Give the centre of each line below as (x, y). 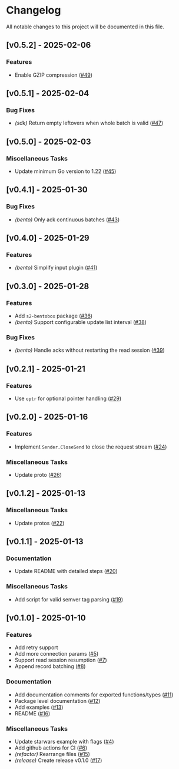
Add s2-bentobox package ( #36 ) (54, 316)
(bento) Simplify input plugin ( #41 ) (56, 268)
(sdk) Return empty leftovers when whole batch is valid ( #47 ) (89, 123)
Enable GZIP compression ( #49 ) (54, 75)
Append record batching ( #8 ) (50, 666)
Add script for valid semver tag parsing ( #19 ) (69, 599)
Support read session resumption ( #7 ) (61, 660)
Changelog (34, 10)
